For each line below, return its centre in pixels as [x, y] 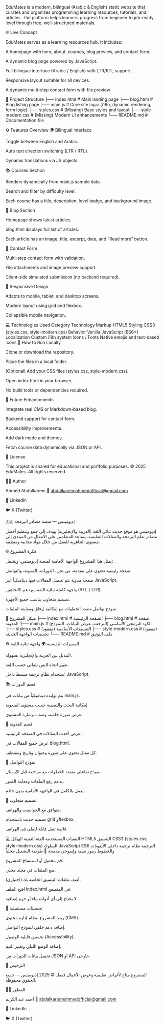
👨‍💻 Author [16, 481]
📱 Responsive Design [27, 287]
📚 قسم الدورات [21, 684]
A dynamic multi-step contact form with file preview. [59, 90]
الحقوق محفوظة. [21, 980]
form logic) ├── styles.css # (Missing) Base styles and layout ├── [73, 110]
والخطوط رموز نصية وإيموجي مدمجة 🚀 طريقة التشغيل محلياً [60, 851]
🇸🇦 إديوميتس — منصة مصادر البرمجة [40, 521]
